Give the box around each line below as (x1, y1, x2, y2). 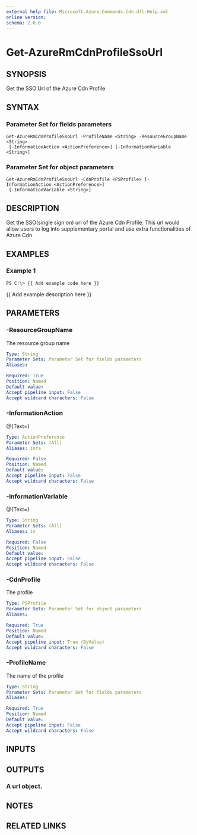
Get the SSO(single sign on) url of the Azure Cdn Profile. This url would (6, 219, 180, 226)
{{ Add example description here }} (6, 290, 92, 298)
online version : (6, 14, 46, 20)
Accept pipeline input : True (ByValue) (6, 639, 105, 645)
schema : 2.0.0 (6, 20, 42, 26)
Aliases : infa (6, 445, 42, 451)
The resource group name (6, 339, 70, 346)
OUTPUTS (6, 764, 45, 775)
